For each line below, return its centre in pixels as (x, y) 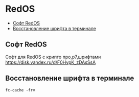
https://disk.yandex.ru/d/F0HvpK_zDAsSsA (51, 62)
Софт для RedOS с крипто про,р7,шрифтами (53, 57)
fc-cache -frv (20, 90)
